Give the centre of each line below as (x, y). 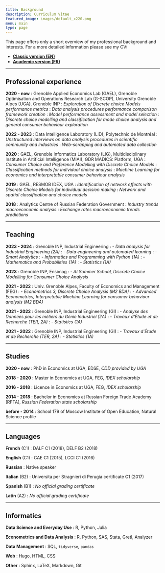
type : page (17, 28)
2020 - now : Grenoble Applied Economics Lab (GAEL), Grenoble (71, 93)
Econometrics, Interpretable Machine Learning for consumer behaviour (78, 296)
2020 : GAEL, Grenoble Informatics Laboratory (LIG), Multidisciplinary (76, 154)
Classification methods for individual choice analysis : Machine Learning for (83, 169)
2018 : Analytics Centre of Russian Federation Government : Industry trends (82, 204)
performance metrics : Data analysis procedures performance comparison (81, 109)
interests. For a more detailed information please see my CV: (67, 47)
